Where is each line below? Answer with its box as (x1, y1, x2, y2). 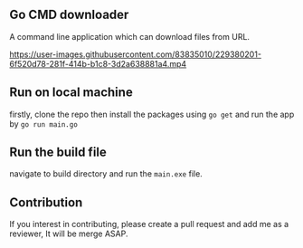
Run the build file (9, 145, 107, 160)
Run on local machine (9, 85, 133, 100)
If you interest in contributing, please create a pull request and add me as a (9, 219, 289, 230)
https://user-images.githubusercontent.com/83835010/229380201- (9, 49, 262, 60)
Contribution (9, 195, 83, 210)
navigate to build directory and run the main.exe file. (9, 168, 204, 179)
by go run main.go (9, 118, 79, 129)
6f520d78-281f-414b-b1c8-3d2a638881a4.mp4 (9, 58, 187, 69)
